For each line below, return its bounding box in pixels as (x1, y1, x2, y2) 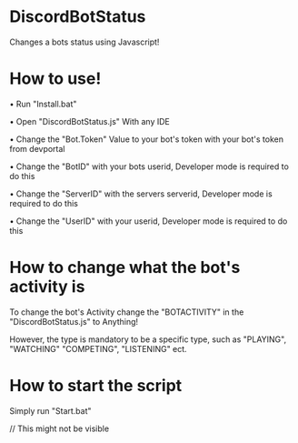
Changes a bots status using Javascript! (9, 36, 160, 47)
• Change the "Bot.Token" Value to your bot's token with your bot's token (9, 134, 284, 145)
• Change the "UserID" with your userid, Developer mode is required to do (9, 216, 288, 227)
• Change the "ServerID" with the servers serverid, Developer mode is (9, 188, 273, 199)
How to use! (9, 68, 102, 89)
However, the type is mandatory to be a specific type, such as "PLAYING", (9, 334, 287, 345)
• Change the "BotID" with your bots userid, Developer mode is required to (9, 161, 289, 172)
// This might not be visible (9, 423, 110, 434)
